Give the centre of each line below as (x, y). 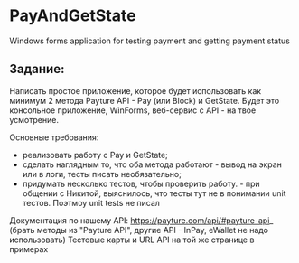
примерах (29, 249)
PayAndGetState (73, 16)
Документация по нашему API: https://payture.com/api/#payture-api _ (141, 220)
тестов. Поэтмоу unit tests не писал (91, 202)
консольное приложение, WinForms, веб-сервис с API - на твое (133, 110)
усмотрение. (34, 119)
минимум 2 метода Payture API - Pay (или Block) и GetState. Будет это (145, 100)
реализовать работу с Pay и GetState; (95, 155)
